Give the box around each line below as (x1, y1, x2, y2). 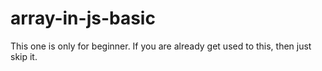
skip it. (10, 50, 38, 62)
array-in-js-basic (10, 7, 156, 30)
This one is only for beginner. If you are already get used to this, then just (10, 40, 312, 52)
